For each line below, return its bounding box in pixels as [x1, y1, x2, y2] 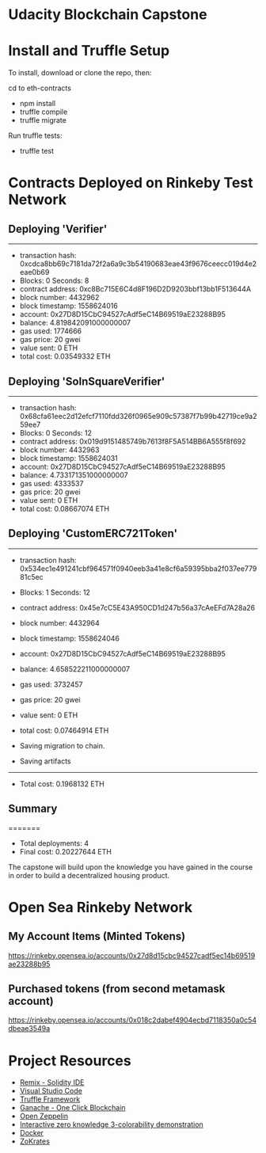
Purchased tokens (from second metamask [8, 982, 226, 995]
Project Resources [8, 1052, 132, 1070]
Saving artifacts [19, 756, 71, 766]
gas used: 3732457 [19, 679, 83, 689]
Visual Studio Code [19, 1086, 83, 1096]
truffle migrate [19, 116, 67, 125]
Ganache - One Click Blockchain [19, 1103, 126, 1113]
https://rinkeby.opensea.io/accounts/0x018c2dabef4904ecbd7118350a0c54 [8, 1015, 257, 1025]
